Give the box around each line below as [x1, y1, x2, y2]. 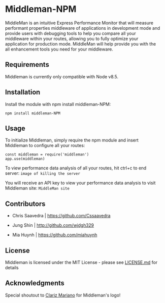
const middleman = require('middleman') [5, 152, 90, 157]
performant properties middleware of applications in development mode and [5, 25, 160, 31]
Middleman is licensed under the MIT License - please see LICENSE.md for [5, 259, 158, 265]
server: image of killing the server [5, 170, 80, 176]
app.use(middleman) [5, 156, 45, 161]
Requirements [5, 60, 49, 69]
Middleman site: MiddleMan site [5, 185, 70, 191]
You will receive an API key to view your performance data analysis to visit [5, 180, 156, 186]
